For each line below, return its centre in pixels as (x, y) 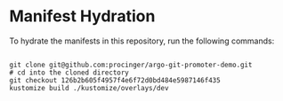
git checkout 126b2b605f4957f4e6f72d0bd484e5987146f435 (115, 80)
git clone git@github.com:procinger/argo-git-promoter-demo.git (131, 65)
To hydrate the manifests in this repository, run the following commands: (142, 41)
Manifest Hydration (82, 16)
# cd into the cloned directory (69, 73)
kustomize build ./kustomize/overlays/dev (89, 88)
